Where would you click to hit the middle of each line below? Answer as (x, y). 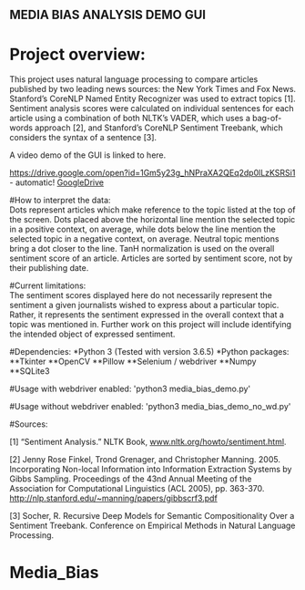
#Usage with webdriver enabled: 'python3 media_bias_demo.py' (130, 389)
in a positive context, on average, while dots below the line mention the (142, 229)
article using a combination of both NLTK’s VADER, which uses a (130, 119)
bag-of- (267, 119)
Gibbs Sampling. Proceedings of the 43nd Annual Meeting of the (131, 479)
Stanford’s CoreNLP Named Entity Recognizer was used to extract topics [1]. (152, 98)
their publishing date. (49, 268)
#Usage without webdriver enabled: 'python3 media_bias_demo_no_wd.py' (150, 407)
